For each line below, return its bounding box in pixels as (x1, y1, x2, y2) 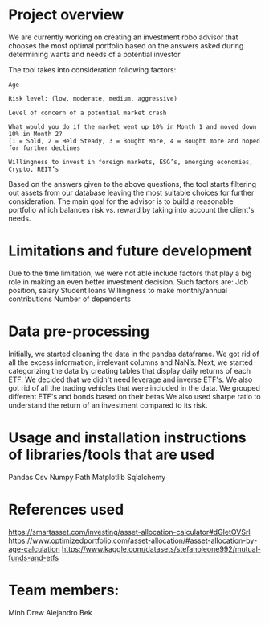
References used (8, 500, 124, 519)
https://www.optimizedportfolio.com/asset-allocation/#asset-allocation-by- (8, 536, 258, 545)
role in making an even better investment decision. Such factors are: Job (8, 276, 249, 287)
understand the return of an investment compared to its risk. (8, 400, 208, 410)
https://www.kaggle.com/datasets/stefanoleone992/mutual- (61, 544, 261, 553)
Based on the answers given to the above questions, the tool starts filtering (8, 179, 257, 188)
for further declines (8, 143, 81, 152)
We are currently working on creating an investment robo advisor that (8, 32, 238, 42)
